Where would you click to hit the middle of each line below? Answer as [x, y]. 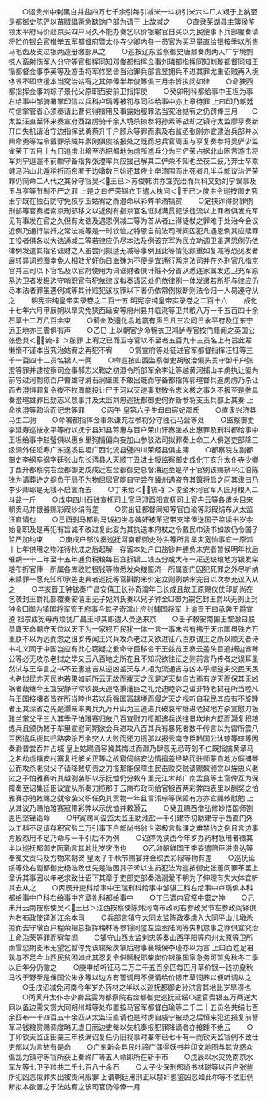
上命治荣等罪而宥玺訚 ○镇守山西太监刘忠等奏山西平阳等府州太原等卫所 [131, 937]
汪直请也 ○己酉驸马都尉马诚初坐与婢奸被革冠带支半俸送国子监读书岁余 [131, 519]
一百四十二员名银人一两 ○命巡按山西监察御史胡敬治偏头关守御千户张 [134, 360]
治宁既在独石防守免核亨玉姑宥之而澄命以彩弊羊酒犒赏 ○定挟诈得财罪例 [131, 201]
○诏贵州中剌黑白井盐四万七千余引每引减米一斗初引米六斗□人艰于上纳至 [140, 12]
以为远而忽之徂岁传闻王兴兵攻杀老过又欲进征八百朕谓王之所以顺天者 [140, 639]
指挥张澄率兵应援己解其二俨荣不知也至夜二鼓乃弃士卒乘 [168, 161]
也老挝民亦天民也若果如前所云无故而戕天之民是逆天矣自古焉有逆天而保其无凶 [133, 679]
